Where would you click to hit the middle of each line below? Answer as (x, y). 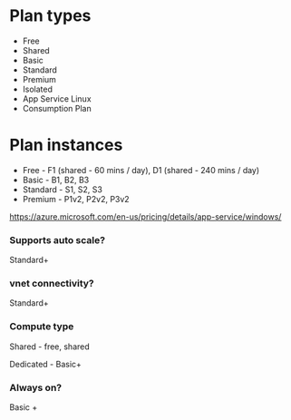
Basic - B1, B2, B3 (56, 180)
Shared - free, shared (50, 347)
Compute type (42, 327)
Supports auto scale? (58, 239)
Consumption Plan (57, 108)
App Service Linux (57, 98)
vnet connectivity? (52, 284)
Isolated (37, 89)
